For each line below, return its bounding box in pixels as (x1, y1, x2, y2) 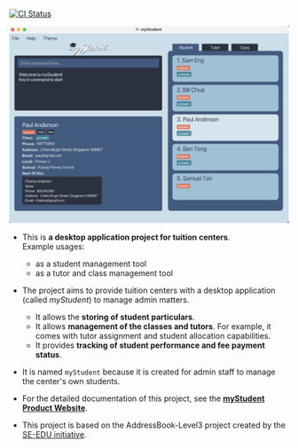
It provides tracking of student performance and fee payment (35, 340, 266, 350)
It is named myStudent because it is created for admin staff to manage (21, 366, 276, 377)
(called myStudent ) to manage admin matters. (21, 295, 190, 305)
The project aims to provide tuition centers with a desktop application (21, 285, 277, 296)
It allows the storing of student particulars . (35, 311, 195, 323)
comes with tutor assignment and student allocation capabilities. (35, 331, 271, 342)
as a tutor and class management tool (35, 268, 173, 279)
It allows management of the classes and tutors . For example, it (35, 321, 272, 332)
